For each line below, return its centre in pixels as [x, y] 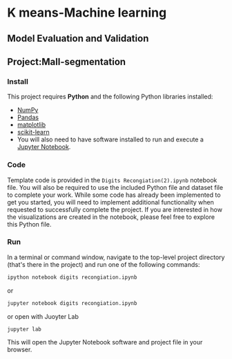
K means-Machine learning [87, 13]
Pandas [28, 117]
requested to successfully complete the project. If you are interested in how [115, 209]
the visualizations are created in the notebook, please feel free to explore [111, 217]
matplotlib [31, 125]
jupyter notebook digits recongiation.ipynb [72, 303]
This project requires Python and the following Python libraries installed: [110, 97]
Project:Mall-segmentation [67, 61]
